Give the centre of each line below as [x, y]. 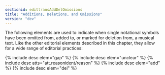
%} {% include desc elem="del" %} [41, 68]
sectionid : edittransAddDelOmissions [44, 10]
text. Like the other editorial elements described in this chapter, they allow [80, 43]
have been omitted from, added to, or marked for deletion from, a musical [80, 38]
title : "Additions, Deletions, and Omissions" [54, 14]
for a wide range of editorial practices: [44, 48]
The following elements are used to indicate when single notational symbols [82, 33]
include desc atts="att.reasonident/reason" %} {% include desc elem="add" [82, 63]
